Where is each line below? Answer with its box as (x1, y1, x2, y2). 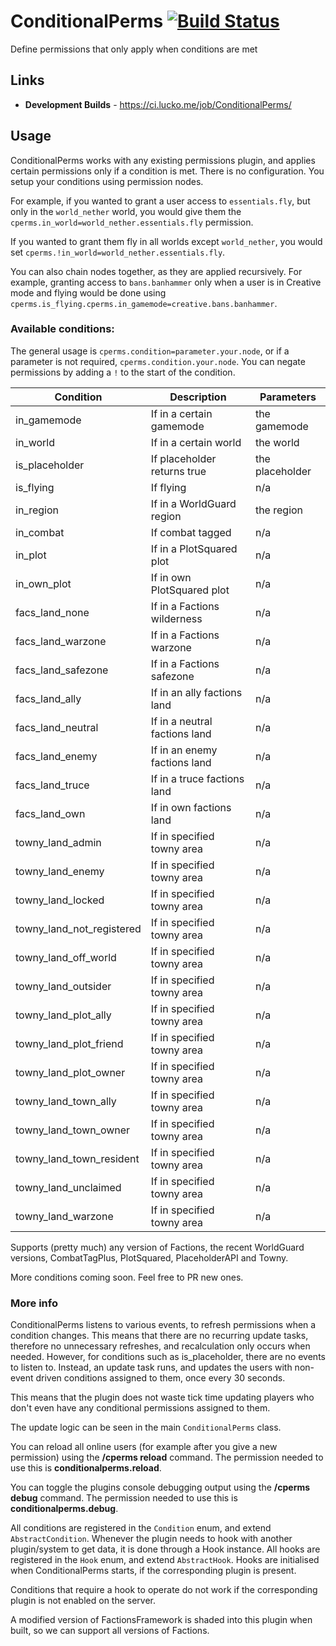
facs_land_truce (15, 778, 90, 792)
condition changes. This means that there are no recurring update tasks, (10, 1330, 309, 1342)
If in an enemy (150, 743, 218, 757)
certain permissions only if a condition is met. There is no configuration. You (10, 165, 325, 177)
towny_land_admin (15, 835, 102, 849)
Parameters (259, 390, 317, 404)
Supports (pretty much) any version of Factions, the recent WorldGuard (10, 1241, 305, 1253)
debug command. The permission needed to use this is (10, 1492, 238, 1504)
